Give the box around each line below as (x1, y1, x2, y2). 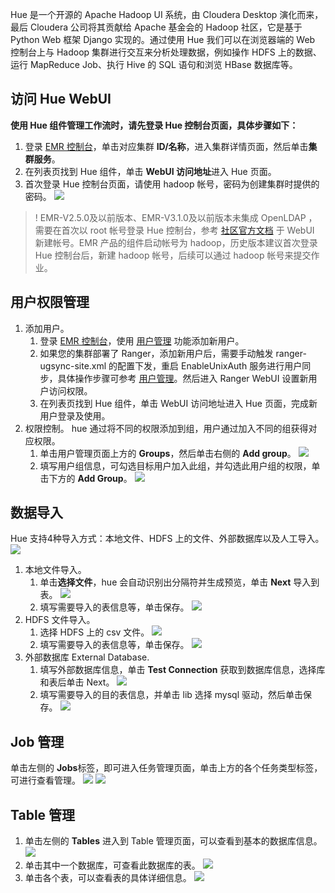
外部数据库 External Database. (24, 651, 150, 663)
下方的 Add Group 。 (48, 472, 133, 484)
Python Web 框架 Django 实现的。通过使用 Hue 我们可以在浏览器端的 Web (10, 34, 316, 45)
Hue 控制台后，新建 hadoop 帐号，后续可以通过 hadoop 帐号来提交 (34, 249, 312, 261)
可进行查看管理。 (10, 774, 81, 787)
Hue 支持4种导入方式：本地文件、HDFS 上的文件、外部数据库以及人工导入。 (10, 533, 325, 545)
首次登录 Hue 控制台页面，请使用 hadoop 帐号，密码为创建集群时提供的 (24, 178, 320, 190)
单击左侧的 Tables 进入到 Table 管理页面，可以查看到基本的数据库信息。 (24, 835, 323, 847)
